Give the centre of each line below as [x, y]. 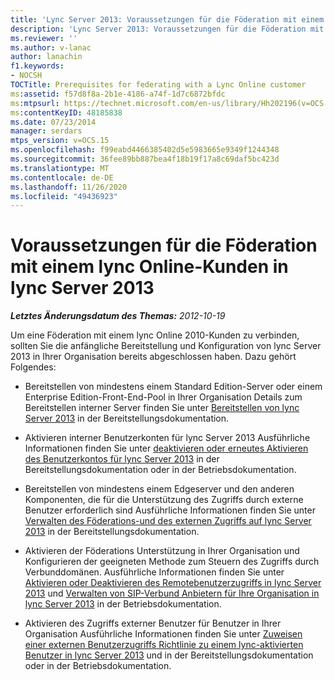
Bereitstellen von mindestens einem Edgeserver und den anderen [159, 489]
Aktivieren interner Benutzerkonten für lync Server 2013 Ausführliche [167, 438]
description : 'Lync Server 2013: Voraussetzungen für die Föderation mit [167, 29]
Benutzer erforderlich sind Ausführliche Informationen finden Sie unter [170, 510]
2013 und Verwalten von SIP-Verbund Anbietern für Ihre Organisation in [172, 593]
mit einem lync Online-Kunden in [149, 267]
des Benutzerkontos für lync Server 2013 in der [122, 459]
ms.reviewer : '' [44, 38]
